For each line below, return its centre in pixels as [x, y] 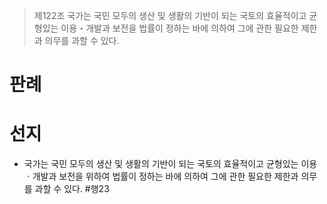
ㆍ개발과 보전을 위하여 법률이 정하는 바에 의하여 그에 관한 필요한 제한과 [161, 176]
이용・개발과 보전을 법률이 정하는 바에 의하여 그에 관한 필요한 [179, 28]
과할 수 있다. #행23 [72, 189]
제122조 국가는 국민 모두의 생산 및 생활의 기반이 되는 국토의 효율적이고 [170, 15]
